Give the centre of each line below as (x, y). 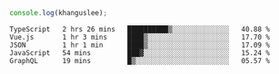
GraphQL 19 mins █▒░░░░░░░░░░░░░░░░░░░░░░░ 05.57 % (140, 60)
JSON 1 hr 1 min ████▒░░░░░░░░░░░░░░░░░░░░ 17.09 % (140, 45)
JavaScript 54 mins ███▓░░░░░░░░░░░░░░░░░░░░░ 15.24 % (140, 53)
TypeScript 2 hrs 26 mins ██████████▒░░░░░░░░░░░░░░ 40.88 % (140, 29)
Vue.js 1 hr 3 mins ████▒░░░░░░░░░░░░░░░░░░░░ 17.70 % (140, 37)
